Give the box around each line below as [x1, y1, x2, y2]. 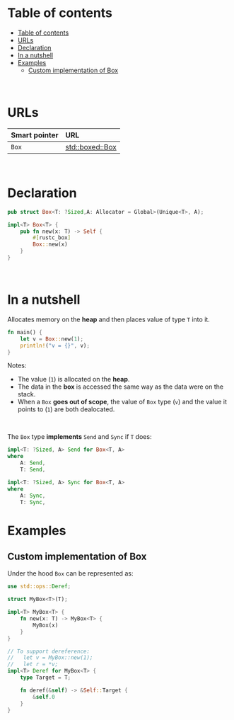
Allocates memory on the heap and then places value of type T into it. [7, 315, 210, 324]
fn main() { [7, 328, 42, 336]
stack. [17, 390, 36, 399]
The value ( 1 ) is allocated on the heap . [17, 375, 130, 384]
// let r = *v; [7, 661, 59, 668]
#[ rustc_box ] [33, 234, 71, 241]
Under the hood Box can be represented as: [7, 569, 134, 578]
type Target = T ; [20, 674, 71, 681]
